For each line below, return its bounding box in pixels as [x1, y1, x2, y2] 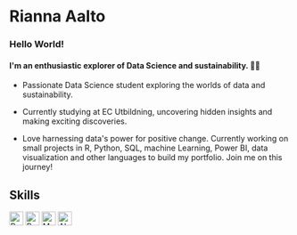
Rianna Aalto [9, 6, 106, 27]
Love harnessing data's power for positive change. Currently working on [21, 134, 289, 144]
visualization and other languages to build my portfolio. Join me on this [21, 152, 283, 163]
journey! [21, 162, 54, 173]
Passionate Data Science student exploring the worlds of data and [21, 80, 266, 91]
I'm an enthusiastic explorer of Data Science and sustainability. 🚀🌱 [9, 60, 261, 70]
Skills [9, 187, 40, 202]
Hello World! [9, 38, 65, 51]
